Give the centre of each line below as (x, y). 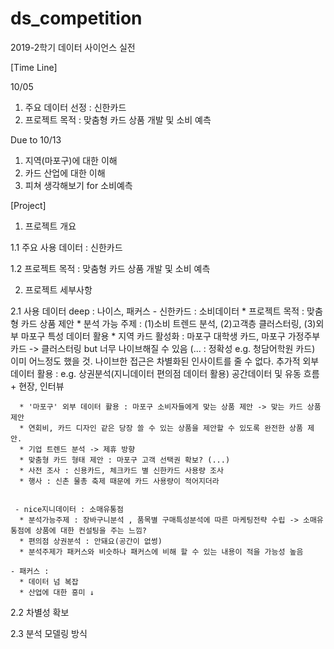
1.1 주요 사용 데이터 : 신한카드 (66, 247)
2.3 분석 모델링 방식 (49, 633)
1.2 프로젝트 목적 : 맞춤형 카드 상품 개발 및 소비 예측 (110, 268)
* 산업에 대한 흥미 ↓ (57, 592)
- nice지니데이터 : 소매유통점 (69, 509)
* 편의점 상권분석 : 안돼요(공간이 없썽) (91, 541)
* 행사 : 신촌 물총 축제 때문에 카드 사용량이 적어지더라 (119, 481)
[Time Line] (34, 67)
